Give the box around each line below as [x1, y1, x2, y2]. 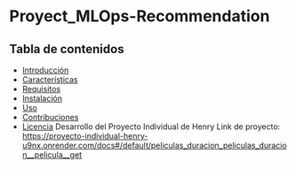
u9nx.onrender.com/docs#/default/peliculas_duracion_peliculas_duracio [21, 140, 287, 150]
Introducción [21, 65, 69, 75]
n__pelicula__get [21, 150, 83, 160]
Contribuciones [21, 112, 79, 122]
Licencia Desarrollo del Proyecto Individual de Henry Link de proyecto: [21, 121, 281, 132]
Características [21, 74, 78, 85]
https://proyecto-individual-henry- [21, 131, 148, 141]
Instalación [21, 93, 63, 104]
